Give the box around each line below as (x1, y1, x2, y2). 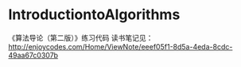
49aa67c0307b (8, 50, 58, 60)
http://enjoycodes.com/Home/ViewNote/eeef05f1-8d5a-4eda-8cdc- (8, 41, 233, 51)
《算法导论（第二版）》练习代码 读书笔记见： (8, 33, 154, 42)
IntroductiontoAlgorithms (8, 6, 181, 24)
